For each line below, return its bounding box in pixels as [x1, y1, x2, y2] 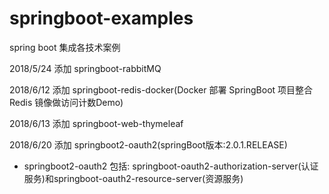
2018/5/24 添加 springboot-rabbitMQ [9, 62, 162, 74]
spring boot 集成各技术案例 [9, 41, 121, 53]
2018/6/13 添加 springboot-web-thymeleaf [9, 117, 184, 129]
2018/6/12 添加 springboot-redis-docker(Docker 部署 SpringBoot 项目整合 [9, 83, 314, 96]
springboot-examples [9, 7, 194, 30]
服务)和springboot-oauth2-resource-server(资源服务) [23, 172, 244, 184]
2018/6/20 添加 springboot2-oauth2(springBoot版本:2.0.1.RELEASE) [9, 138, 288, 151]
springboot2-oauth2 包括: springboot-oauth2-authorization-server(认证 [23, 160, 319, 172]
